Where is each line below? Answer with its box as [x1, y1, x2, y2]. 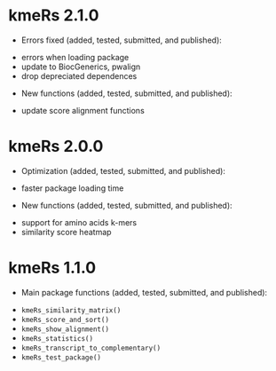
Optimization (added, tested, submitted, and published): [20, 165, 225, 176]
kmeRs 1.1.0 [8, 258, 97, 278]
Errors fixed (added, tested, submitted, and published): [20, 35, 223, 45]
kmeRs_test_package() [20, 352, 101, 362]
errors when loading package [20, 51, 130, 62]
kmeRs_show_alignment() [20, 325, 110, 334]
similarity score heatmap [20, 226, 112, 237]
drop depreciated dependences [20, 70, 138, 81]
